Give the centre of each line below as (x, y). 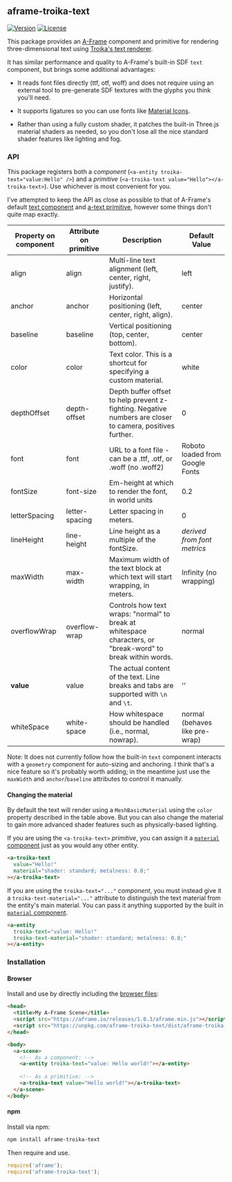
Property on (35, 236)
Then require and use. (39, 1152)
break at (123, 622)
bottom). (123, 343)
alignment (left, (134, 269)
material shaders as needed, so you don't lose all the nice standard (113, 131)
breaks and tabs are (142, 686)
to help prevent (134, 400)
